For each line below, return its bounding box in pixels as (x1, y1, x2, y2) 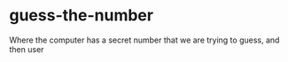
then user (9, 43, 44, 54)
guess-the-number (9, 5, 153, 26)
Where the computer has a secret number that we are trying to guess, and (9, 35, 280, 45)
